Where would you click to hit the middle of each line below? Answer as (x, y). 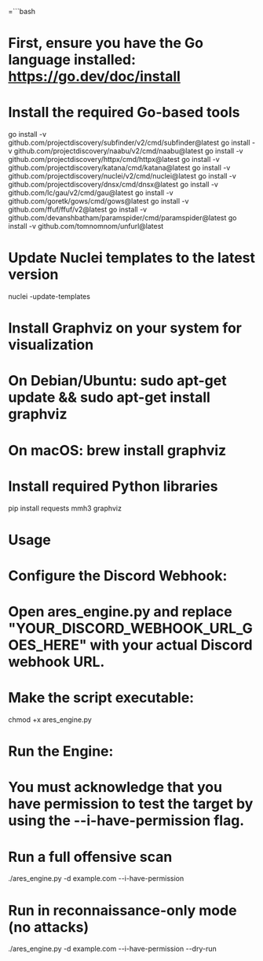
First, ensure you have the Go (106, 43)
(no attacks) (49, 927)
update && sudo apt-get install (109, 398)
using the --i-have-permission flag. (126, 821)
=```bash (22, 11)
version (33, 275)
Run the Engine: (61, 751)
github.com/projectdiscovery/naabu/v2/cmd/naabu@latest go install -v (128, 151)
